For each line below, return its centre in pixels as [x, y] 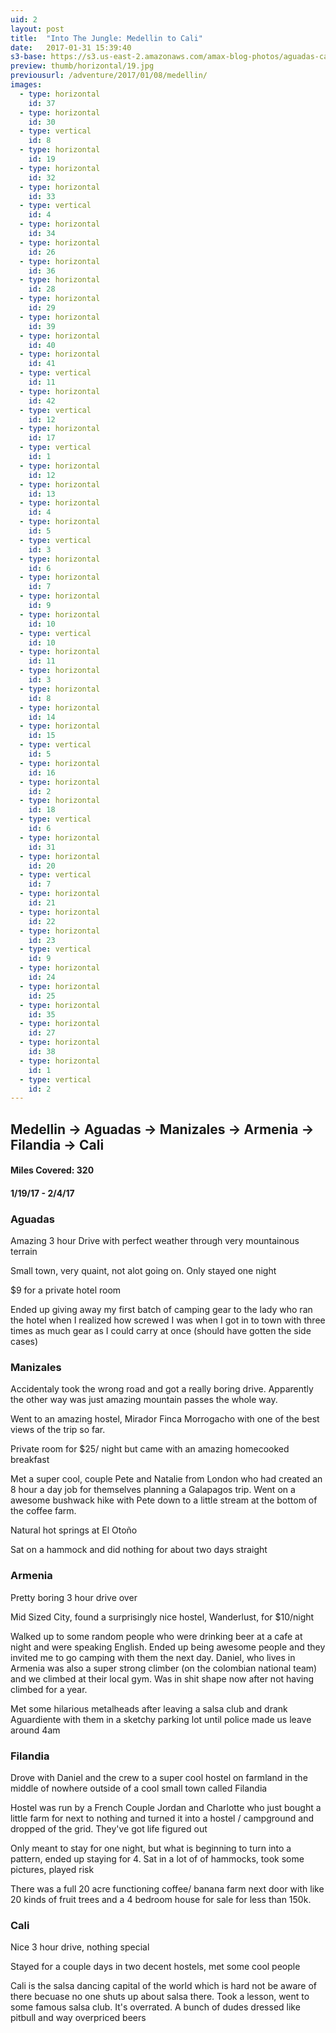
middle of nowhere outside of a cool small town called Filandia [139, 1788]
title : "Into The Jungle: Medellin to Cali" [106, 38]
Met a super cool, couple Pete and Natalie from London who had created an [166, 1479]
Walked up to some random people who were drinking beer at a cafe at [156, 1636]
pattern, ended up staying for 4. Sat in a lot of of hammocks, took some [157, 1859]
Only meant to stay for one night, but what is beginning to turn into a [151, 1848]
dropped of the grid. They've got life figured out [109, 1829]
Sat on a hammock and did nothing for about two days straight [139, 1550]
